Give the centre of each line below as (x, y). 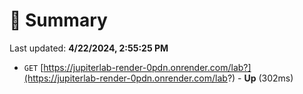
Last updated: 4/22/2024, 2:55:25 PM (89, 48)
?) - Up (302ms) (260, 78)
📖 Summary (58, 20)
